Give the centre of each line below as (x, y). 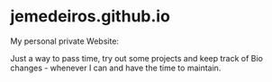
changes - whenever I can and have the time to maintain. (116, 68)
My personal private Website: (65, 41)
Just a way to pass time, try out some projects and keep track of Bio (137, 58)
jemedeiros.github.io (90, 16)
